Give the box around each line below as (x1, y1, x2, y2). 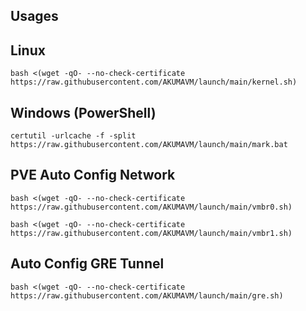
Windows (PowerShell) (10, 104, 157, 121)
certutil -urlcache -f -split (10, 131, 137, 141)
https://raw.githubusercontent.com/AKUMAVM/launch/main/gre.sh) (10, 290, 284, 301)
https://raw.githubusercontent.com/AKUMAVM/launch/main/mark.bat (10, 140, 288, 150)
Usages (10, 8, 59, 25)
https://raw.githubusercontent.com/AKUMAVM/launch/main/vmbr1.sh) (10, 228, 293, 238)
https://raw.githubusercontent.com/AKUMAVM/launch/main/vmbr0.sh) (10, 202, 293, 212)
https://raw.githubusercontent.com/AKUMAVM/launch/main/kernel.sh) (10, 77, 298, 88)
